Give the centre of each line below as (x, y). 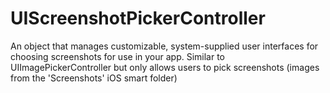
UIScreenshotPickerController (138, 18)
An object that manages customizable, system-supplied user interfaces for (164, 46)
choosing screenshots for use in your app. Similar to (118, 56)
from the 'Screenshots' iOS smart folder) (94, 78)
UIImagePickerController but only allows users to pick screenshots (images (165, 67)
